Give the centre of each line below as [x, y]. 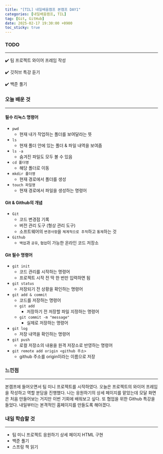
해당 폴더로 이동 [34, 168]
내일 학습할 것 [20, 418]
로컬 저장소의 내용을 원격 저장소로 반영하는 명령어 [66, 345]
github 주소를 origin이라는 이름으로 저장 [57, 357]
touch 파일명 [24, 185]
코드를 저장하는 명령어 [40, 300]
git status [23, 284]
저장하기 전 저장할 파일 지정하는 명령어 [63, 311]
